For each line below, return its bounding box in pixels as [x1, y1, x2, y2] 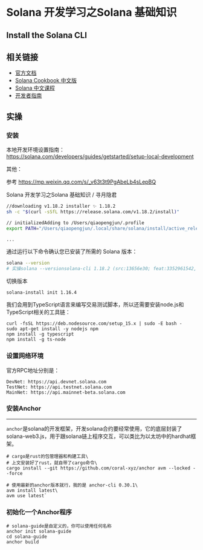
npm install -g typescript [6, 331, 74, 337]
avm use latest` [6, 492, 47, 499]
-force [6, 470, 23, 476]
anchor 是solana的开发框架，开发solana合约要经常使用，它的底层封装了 [6, 425, 182, 432]
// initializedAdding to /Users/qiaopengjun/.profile [6, 219, 145, 226]
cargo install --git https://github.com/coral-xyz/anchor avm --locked [6, 465, 190, 471]
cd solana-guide [6, 534, 47, 540]
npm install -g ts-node [6, 337, 66, 343]
